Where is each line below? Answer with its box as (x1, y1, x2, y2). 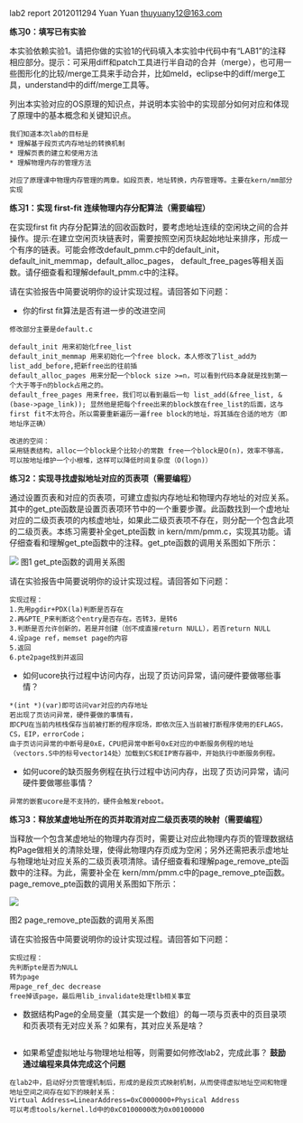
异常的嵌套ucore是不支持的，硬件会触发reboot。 (9, 797, 169, 806)
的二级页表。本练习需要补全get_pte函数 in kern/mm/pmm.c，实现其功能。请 (9, 526, 291, 537)
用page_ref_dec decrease (9, 982, 102, 991)
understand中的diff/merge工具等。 (24, 80, 154, 89)
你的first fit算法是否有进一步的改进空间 (22, 305, 166, 315)
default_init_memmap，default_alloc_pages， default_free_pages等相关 (9, 256, 277, 266)
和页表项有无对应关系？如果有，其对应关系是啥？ (22, 1020, 205, 1031)
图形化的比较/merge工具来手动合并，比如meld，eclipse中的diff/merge (16, 68, 278, 79)
